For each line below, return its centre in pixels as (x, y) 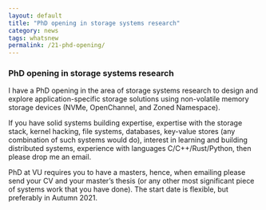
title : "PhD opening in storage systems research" (94, 23)
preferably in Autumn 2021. (53, 198)
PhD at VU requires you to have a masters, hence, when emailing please (127, 172)
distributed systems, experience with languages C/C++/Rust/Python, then (130, 149)
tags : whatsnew (34, 38)
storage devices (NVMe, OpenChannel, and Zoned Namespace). (115, 108)
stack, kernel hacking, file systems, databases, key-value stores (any (122, 132)
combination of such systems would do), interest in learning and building (128, 140)
